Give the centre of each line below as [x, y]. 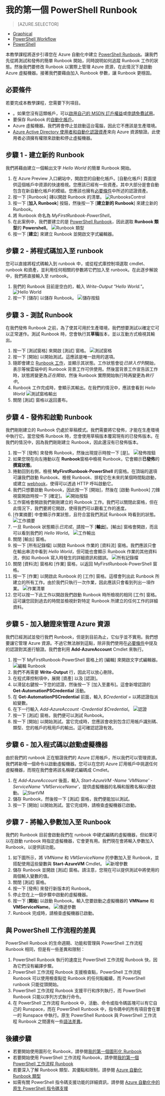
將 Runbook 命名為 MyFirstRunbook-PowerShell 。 [63, 215]
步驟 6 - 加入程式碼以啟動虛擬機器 [57, 745]
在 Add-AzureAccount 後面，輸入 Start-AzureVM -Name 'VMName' [81, 780]
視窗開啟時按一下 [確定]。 [39, 496]
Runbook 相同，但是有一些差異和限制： [45, 949]
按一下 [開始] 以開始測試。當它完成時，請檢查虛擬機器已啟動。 [76, 805]
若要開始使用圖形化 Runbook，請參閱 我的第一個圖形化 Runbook [77, 1052]
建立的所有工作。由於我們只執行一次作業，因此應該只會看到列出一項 [82, 582]
